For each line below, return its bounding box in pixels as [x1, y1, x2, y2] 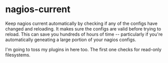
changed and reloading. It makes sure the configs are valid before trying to [5, 25, 161, 31]
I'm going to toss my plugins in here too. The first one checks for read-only [5, 46, 162, 52]
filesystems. [5, 52, 31, 58]
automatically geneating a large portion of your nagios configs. [5, 37, 137, 43]
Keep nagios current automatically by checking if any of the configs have [5, 20, 158, 26]
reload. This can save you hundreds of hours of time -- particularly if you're [5, 31, 163, 37]
